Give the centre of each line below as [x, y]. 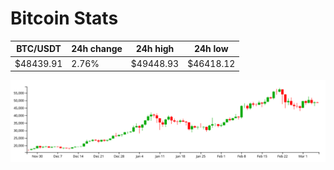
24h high [155, 49]
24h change [97, 49]
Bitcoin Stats [64, 18]
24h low [211, 49]
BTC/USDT [39, 49]
